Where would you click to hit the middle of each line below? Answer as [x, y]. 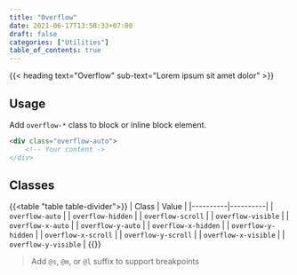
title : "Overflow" [43, 17]
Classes [32, 185]
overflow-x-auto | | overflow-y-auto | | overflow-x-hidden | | [119, 225]
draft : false [33, 34]
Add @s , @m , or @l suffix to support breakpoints [115, 262]
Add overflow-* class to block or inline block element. [108, 124]
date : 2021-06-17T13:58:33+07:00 [71, 26]
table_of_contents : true [55, 51]
